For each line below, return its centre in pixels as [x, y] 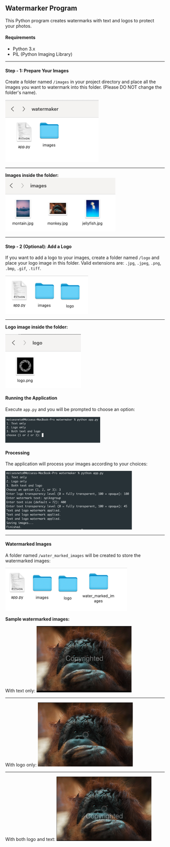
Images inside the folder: [32, 175]
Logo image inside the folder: [37, 327]
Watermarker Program [41, 8]
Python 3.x [24, 49]
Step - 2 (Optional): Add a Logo [38, 246]
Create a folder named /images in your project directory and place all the [81, 82]
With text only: [20, 690]
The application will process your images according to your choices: [76, 464]
